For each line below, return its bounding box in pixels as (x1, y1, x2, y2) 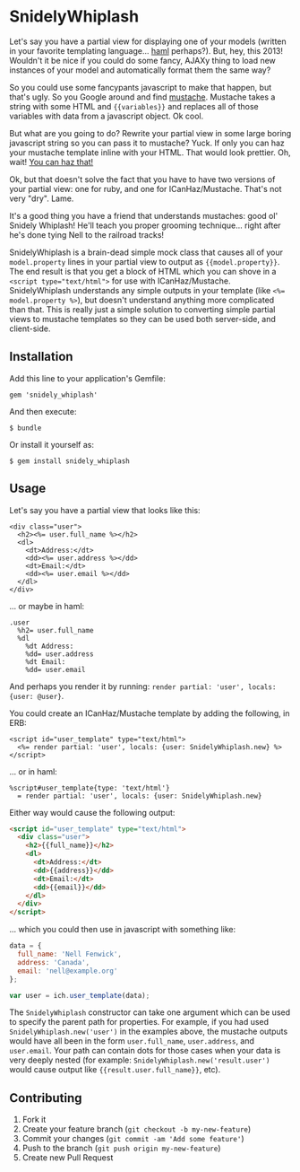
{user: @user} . (9, 690, 64, 701)
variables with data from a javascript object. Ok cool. (9, 110, 204, 121)
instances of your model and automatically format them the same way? (9, 65, 271, 75)
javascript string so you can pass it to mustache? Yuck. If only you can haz (9, 137, 285, 148)
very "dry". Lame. (9, 193, 74, 204)
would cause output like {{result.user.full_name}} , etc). (9, 1064, 221, 1075)
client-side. (9, 323, 51, 334)
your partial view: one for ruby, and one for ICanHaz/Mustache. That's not (9, 183, 282, 194)
